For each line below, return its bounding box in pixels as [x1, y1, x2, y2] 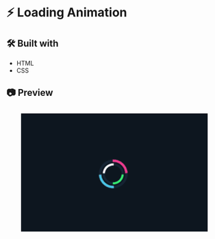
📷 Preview [6, 87, 53, 99]
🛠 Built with [6, 38, 59, 49]
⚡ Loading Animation [6, 5, 127, 21]
